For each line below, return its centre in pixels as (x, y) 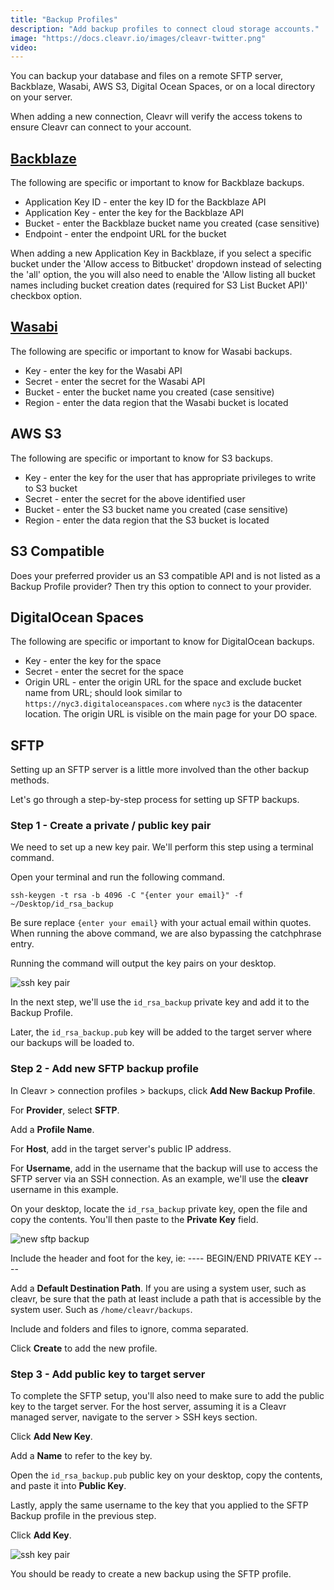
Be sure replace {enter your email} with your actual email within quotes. (161, 923)
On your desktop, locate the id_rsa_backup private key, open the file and (159, 1208)
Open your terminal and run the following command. (118, 877)
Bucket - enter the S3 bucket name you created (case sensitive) (156, 509)
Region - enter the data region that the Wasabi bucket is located (156, 402)
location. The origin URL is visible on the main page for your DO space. (171, 714)
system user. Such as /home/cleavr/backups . (101, 1309)
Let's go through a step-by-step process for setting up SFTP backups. (155, 800)
